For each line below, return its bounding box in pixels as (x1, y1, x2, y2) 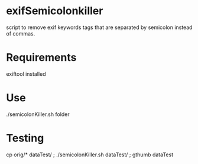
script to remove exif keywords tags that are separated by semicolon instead (6, 24, 193, 31)
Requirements (6, 51, 77, 65)
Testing (6, 131, 44, 144)
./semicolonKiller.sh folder (6, 111, 70, 118)
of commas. (6, 30, 35, 37)
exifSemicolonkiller (6, 4, 103, 18)
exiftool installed (6, 70, 46, 78)
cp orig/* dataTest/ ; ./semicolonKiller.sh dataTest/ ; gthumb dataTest (6, 151, 173, 158)
